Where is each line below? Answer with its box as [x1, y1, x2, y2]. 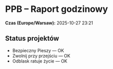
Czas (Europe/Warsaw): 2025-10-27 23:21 [5, 20, 93, 26]
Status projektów [5, 34, 59, 43]
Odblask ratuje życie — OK [12, 58, 68, 64]
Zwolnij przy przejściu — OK [12, 53, 70, 59]
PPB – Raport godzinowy [5, 3, 108, 15]
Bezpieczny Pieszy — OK [12, 47, 64, 53]
